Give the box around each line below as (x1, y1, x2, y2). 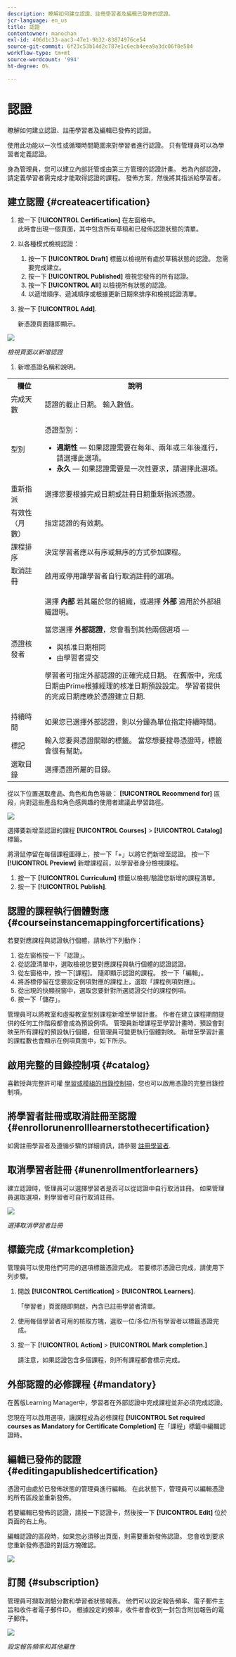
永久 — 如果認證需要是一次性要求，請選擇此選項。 (56, 464, 223, 474)
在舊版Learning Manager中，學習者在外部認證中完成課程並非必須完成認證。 (7, 1398, 227, 1407)
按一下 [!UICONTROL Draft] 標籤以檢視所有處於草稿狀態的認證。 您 (27, 255, 223, 263)
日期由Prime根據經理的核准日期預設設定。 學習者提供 (44, 681, 221, 691)
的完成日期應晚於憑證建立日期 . (44, 692, 145, 701)
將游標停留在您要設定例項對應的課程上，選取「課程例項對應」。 (17, 977, 199, 986)
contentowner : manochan (7, 30, 77, 37)
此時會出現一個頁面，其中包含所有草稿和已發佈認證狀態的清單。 (17, 224, 202, 233)
